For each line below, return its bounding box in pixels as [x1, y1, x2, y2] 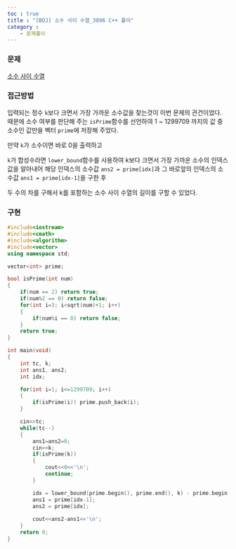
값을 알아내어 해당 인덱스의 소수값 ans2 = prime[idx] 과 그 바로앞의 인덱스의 [7, 164, 216, 173]
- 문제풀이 [20, 30, 46, 37]
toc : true [7, 10, 39, 18]
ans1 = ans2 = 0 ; [32, 437, 71, 445]
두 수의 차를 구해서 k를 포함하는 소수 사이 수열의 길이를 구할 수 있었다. [7, 188, 198, 197]
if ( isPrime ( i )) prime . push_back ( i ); [32, 399, 140, 406]
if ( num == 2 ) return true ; [20, 289, 99, 296]
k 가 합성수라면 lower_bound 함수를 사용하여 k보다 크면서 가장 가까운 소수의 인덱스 [7, 155, 228, 164]
